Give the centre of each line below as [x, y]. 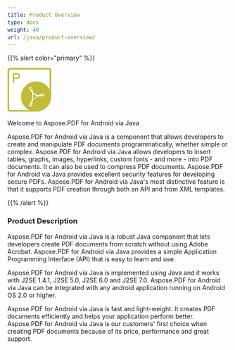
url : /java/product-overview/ [52, 37]
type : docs [23, 22]
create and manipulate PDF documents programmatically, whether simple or [118, 144]
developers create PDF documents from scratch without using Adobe [108, 244]
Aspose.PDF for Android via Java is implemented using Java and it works [113, 273]
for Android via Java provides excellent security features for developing [111, 174]
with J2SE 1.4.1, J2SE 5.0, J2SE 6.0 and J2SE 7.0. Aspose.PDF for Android [114, 280]
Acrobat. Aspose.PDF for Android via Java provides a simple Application [112, 251]
